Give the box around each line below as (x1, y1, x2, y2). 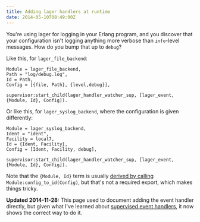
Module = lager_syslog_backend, (6, 125, 86, 131)
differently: (6, 114, 33, 121)
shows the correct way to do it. (6, 209, 82, 216)
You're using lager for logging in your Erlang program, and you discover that (6, 30, 193, 37)
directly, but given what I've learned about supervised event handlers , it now (6, 202, 194, 210)
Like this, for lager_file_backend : (6, 55, 87, 62)
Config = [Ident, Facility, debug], (6, 146, 97, 152)
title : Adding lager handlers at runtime (6, 8, 111, 15)
